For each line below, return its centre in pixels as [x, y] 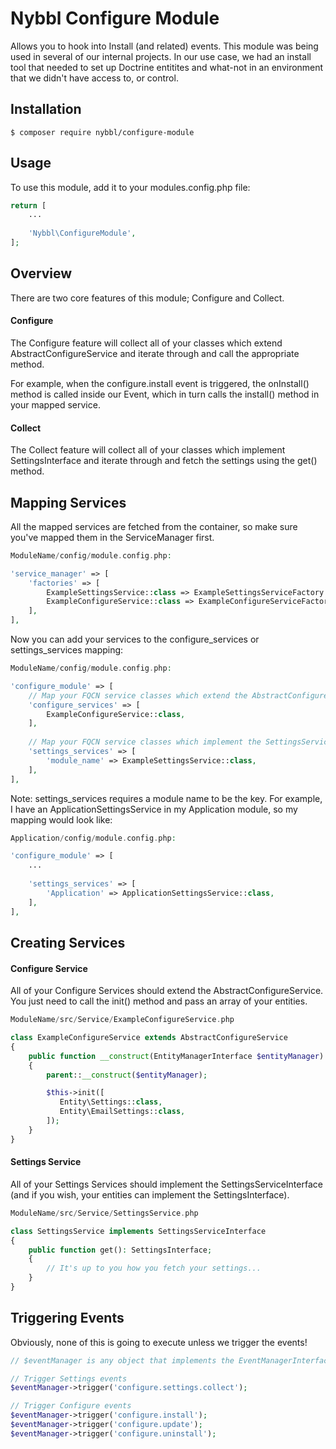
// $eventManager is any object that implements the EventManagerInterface [171, 1360]
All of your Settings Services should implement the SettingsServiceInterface [166, 1184]
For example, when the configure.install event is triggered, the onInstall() [160, 383]
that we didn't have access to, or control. [94, 78]
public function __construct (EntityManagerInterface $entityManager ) [176, 1056]
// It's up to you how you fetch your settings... [154, 1268]
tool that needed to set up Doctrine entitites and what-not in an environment [167, 67]
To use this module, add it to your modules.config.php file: [130, 187]
